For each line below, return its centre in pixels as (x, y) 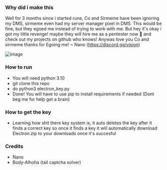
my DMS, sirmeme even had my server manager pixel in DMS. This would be (83, 23)
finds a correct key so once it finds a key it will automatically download (85, 128)
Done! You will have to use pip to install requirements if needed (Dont (83, 94)
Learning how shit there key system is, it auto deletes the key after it (82, 123)
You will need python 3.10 (39, 78)
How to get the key (28, 112)
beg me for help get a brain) (41, 99)
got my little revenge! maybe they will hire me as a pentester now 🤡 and (78, 34)
